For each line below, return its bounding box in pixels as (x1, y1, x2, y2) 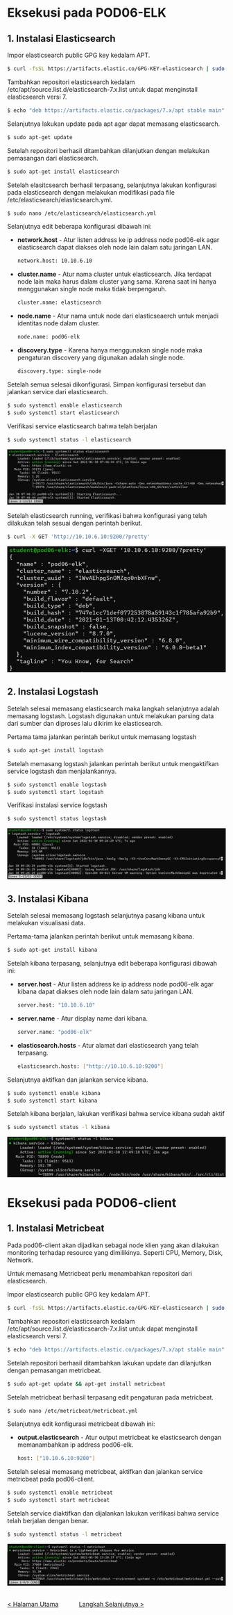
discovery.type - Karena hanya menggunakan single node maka (17, 346, 202, 354)
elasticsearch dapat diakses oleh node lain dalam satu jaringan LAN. (17, 243, 213, 252)
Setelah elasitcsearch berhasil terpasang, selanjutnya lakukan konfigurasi (7, 181, 217, 189)
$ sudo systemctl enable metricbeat (7, 1489, 113, 1496)
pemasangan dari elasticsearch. (7, 154, 98, 162)
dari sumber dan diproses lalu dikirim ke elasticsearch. (7, 719, 163, 727)
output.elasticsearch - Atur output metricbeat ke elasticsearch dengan (17, 1434, 222, 1442)
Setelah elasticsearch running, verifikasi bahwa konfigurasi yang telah (7, 512, 207, 520)
